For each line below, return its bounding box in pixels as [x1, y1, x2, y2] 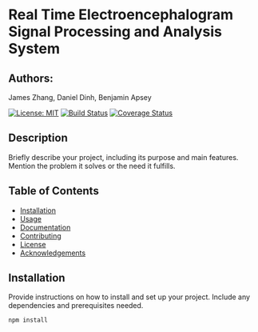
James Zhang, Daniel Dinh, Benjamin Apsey [8, 93, 152, 102]
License [19, 239, 46, 249]
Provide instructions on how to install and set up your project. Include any [8, 292, 250, 302]
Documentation [19, 222, 71, 232]
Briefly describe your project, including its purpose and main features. [8, 152, 239, 162]
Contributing [19, 230, 62, 241]
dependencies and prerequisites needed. [8, 301, 144, 310]
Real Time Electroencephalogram [8, 6, 234, 24]
